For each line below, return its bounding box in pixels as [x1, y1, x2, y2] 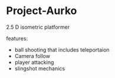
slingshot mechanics [14, 65, 65, 72]
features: [6, 35, 28, 42]
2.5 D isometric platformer [6, 23, 70, 30]
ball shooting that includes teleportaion [14, 46, 110, 53]
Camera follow [14, 52, 50, 59]
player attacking [14, 59, 54, 66]
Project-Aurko [6, 4, 77, 18]
